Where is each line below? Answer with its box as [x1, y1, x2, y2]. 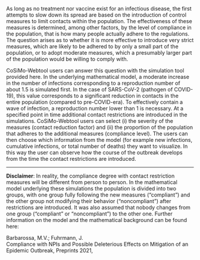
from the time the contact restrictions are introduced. [6, 156, 136, 162]
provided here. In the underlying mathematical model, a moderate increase [6, 74, 189, 80]
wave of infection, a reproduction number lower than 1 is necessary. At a [6, 105, 183, 112]
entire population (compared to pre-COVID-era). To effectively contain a [6, 99, 183, 106]
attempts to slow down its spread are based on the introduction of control [6, 11, 186, 18]
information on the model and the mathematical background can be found [6, 217, 187, 223]
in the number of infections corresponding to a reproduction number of [6, 80, 180, 87]
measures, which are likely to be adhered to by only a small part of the [6, 43, 179, 50]
